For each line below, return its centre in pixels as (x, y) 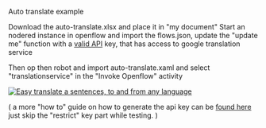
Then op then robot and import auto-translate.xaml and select (109, 68)
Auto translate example (46, 12)
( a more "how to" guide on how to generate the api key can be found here (130, 107)
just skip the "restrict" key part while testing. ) (83, 115)
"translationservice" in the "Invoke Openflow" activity (96, 76)
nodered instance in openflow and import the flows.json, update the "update (133, 35)
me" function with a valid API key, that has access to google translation (124, 44)
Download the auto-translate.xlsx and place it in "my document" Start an (127, 27)
